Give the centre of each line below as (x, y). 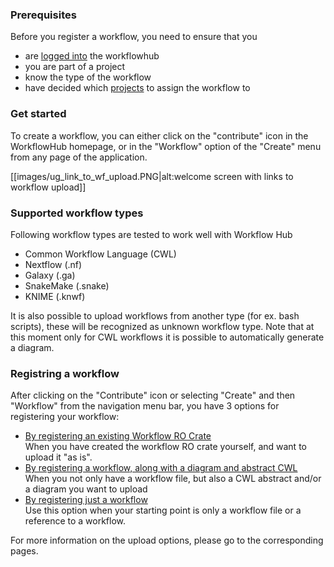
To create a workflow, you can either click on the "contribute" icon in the (159, 135)
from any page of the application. (79, 157)
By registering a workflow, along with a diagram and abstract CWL (161, 468)
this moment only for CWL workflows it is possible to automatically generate (167, 337)
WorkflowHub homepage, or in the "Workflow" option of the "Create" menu (166, 146)
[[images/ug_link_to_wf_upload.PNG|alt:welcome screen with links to (152, 176)
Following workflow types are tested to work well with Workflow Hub (151, 234)
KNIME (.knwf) (55, 296)
